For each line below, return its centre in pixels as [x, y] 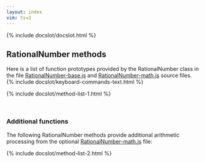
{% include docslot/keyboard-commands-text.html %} [75, 82]
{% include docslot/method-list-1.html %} [59, 94]
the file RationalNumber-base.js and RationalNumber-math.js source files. [99, 75]
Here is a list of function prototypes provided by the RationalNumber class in [103, 69]
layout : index [24, 12]
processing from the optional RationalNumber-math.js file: [80, 141]
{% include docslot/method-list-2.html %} [59, 153]
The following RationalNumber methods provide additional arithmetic [93, 134]
